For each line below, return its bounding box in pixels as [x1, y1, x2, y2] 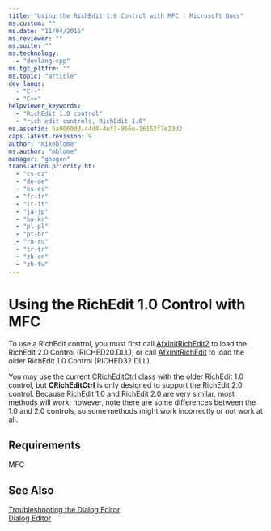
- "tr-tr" [15, 245, 49, 253]
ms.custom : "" [8, 19, 57, 28]
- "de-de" [15, 177, 49, 186]
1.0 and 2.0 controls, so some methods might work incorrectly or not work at [8, 406, 263, 416]
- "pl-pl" [15, 223, 49, 231]
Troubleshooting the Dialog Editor [8, 505, 121, 515]
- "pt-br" [15, 230, 49, 239]
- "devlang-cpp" [15, 57, 70, 66]
